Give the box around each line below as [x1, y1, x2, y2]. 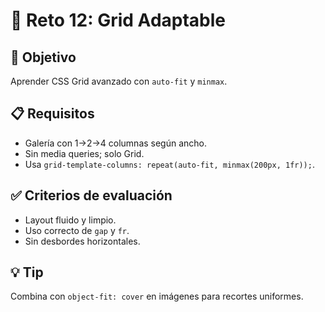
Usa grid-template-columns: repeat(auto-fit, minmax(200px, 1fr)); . [24, 158, 315, 170]
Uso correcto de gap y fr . [24, 224, 130, 236]
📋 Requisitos [10, 105, 95, 123]
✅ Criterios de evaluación [10, 187, 173, 204]
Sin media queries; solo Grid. [24, 147, 145, 159]
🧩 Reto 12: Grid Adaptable [10, 9, 226, 32]
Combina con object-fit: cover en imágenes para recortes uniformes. [10, 290, 304, 303]
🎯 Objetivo [10, 49, 77, 66]
